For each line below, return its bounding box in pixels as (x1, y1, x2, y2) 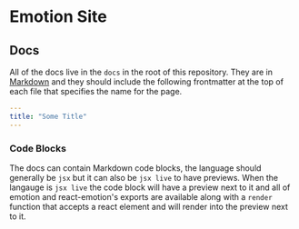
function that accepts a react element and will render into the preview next (9, 201, 289, 212)
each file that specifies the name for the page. (9, 86, 183, 96)
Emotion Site (9, 6, 107, 27)
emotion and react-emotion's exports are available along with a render (9, 191, 273, 202)
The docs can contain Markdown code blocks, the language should (9, 162, 262, 174)
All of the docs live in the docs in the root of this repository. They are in (9, 66, 273, 77)
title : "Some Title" (9, 112, 88, 121)
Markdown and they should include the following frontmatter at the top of (9, 76, 284, 87)
